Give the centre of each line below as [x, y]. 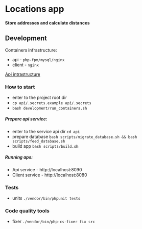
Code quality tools [27, 211]
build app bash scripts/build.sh [45, 146]
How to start [20, 87]
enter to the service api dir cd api [46, 131]
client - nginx [25, 65]
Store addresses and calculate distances [47, 23]
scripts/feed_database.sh [38, 141]
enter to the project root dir [39, 97]
